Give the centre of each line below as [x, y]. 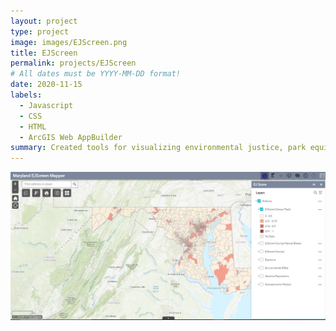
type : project [40, 31]
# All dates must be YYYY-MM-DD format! [96, 74]
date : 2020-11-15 [46, 85]
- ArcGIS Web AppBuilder [71, 137]
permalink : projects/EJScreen [73, 63]
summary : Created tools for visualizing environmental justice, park [158, 148]
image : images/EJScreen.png [69, 42]
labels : [26, 95]
